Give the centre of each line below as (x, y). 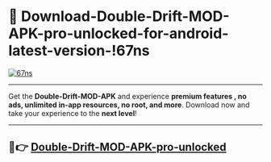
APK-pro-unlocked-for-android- (119, 33)
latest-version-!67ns (79, 51)
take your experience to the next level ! (73, 113)
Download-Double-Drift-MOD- (125, 17)
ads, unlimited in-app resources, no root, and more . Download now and (129, 105)
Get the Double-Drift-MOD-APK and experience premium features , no (128, 96)
